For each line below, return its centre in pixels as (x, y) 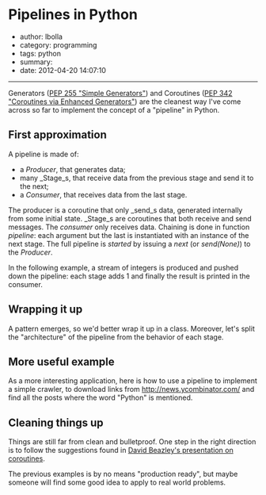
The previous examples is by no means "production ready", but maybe (123, 474)
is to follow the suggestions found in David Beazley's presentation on (121, 451)
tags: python (40, 53)
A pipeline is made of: (44, 154)
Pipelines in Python (73, 15)
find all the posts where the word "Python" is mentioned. (101, 397)
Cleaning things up (56, 422)
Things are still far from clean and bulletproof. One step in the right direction (132, 442)
